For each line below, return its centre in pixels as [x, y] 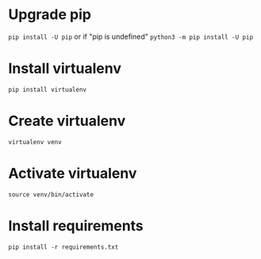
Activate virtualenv [73, 173]
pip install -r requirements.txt [63, 247]
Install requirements [76, 225]
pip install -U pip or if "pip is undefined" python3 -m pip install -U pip [131, 36]
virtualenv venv [35, 142]
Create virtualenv [67, 121]
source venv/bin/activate [51, 194]
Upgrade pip [50, 15]
